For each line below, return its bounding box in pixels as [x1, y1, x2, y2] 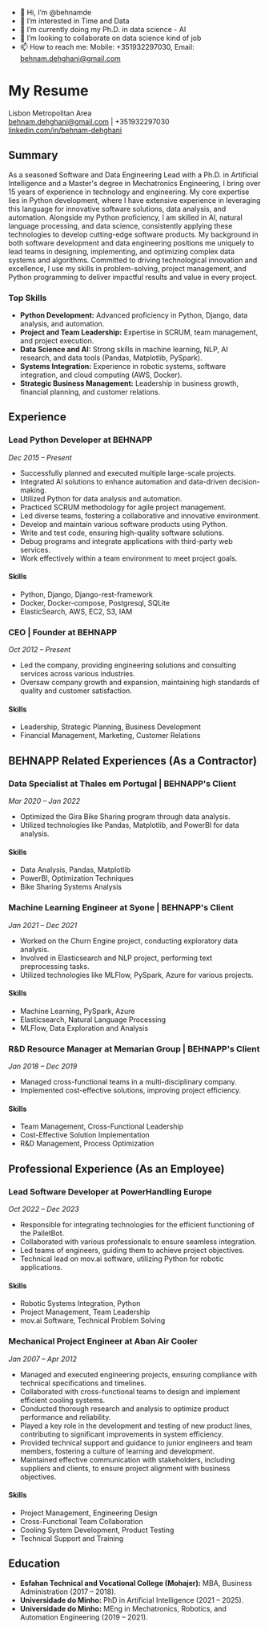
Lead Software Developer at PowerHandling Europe [8, 1186, 212, 1197]
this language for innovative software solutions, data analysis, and [8, 204, 227, 213]
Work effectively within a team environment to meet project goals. [19, 553, 238, 563]
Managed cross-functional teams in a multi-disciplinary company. [19, 1077, 238, 1087]
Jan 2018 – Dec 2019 [8, 1061, 78, 1071]
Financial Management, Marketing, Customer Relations [19, 731, 202, 740]
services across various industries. [19, 669, 135, 679]
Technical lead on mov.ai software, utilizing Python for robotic [19, 1254, 224, 1263]
